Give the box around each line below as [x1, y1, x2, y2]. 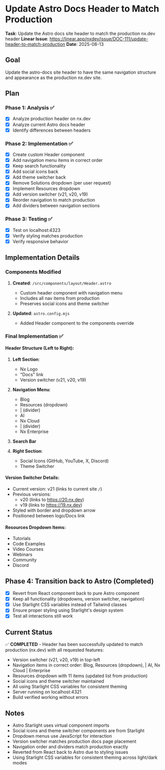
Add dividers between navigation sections [12, 203, 100, 209]
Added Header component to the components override [20, 320, 134, 326]
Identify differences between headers [12, 127, 91, 133]
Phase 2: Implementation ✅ [5, 140, 73, 147]
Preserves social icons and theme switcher [20, 301, 110, 307]
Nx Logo [20, 366, 38, 372]
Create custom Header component [12, 151, 85, 157]
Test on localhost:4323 [12, 227, 61, 233]
